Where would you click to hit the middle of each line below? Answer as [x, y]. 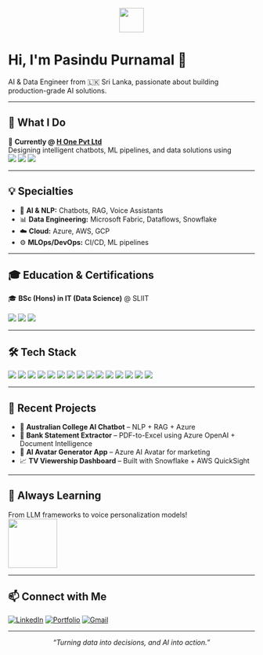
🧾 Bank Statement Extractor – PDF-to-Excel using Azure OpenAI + [127, 435]
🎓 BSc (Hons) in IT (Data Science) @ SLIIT [79, 298]
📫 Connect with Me [58, 597]
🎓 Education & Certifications [81, 275]
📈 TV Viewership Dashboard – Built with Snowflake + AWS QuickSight [135, 461]
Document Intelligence [56, 443]
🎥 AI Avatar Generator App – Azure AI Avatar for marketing [115, 452]
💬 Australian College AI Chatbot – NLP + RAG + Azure [107, 427]
